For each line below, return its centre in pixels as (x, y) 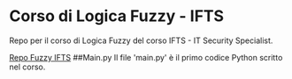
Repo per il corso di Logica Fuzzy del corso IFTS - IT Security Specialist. (141, 40)
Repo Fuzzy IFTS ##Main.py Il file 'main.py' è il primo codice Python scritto (146, 57)
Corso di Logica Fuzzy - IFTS (116, 16)
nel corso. (27, 67)
